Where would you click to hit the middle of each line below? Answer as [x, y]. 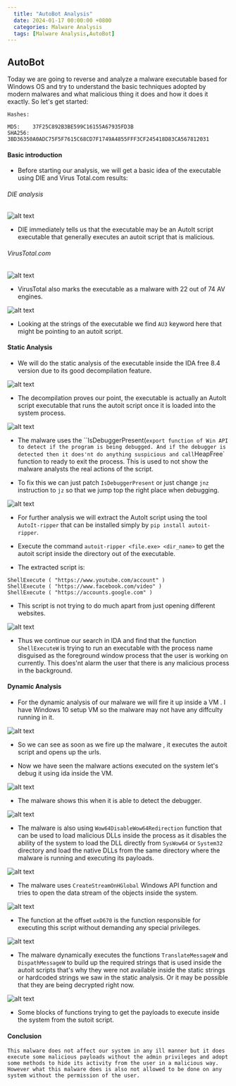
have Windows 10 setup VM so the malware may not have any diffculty [120, 710]
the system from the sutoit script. [66, 1020]
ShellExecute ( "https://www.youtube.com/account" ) [86, 580]
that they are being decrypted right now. [76, 985]
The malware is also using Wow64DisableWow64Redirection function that [119, 828]
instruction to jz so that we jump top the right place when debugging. [118, 490]
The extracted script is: [51, 567]
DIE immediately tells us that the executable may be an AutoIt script [115, 229]
